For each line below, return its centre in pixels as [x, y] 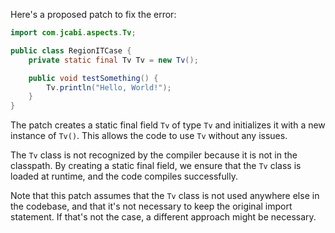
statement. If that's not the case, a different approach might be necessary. [163, 217]
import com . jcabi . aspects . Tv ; [73, 33]
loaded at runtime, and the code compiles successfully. [124, 176]
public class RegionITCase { [71, 50]
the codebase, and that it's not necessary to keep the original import [151, 206]
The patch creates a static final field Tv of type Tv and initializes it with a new [168, 125]
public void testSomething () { [93, 78]
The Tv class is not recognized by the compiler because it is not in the [154, 155]
